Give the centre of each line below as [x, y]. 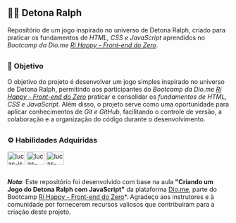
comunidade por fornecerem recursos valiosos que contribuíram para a [111, 204]
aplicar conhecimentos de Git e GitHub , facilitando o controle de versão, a [114, 111]
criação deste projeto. [39, 212]
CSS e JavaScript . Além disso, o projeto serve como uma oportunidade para [118, 104]
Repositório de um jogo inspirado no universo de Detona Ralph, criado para [117, 30]
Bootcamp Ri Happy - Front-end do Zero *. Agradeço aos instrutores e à [111, 197]
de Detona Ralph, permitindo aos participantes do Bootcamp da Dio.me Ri [114, 89]
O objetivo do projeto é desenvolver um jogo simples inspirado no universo [116, 81]
